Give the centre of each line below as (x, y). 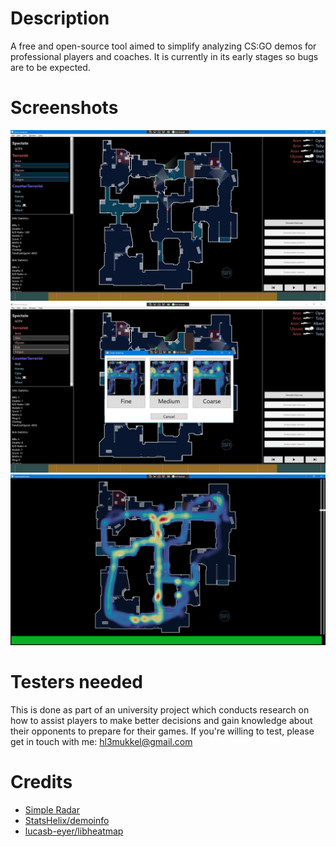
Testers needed (77, 682)
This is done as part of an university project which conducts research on (160, 709)
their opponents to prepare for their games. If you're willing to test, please (162, 731)
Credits (41, 782)
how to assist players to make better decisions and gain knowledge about (161, 720)
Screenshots (64, 108)
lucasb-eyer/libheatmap (74, 831)
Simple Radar (52, 809)
